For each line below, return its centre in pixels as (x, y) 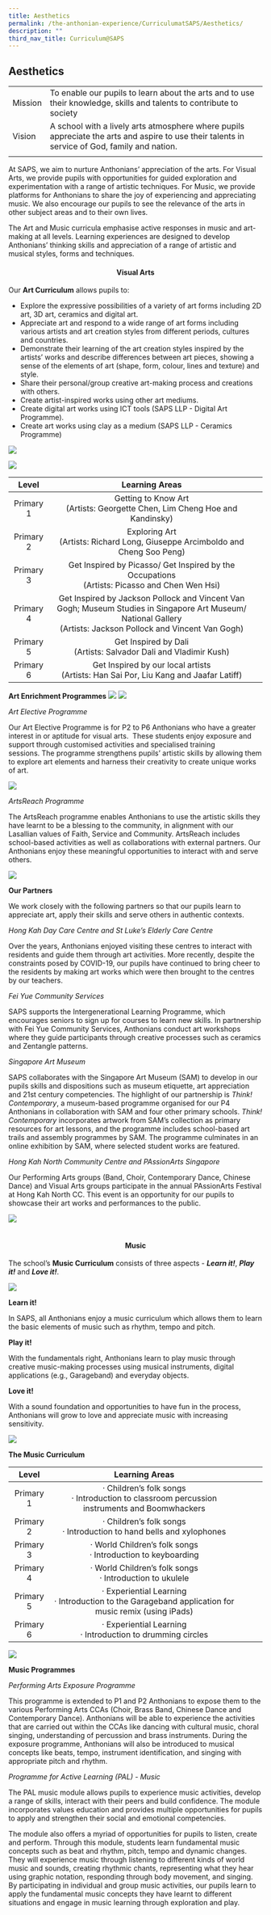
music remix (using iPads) (144, 1611)
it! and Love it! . (33, 1272)
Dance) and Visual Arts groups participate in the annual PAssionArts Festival (135, 1186)
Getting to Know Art (152, 499)
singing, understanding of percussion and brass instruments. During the (128, 1736)
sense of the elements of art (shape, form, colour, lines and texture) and (140, 366)
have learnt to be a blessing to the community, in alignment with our (121, 826)
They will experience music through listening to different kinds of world (127, 1860)
